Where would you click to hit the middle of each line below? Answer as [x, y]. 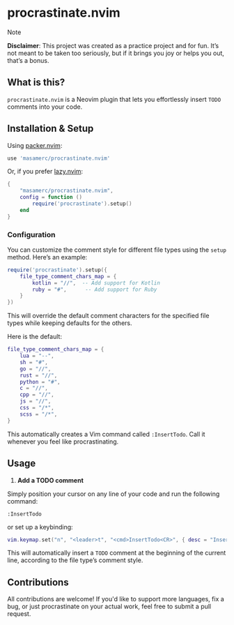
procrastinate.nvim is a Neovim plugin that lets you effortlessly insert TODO [114, 99]
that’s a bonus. [28, 60]
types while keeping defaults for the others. [70, 323]
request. [19, 614]
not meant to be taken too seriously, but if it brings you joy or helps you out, [116, 53]
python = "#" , [40, 382]
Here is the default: [35, 337]
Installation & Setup [50, 129]
